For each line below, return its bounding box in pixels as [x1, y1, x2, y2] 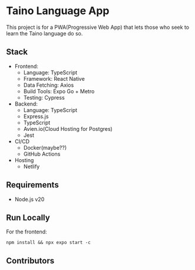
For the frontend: [6, 228, 47, 235]
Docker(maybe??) [23, 144, 67, 151]
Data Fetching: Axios [23, 81, 74, 88]
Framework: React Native [23, 75, 85, 82]
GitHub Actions [23, 150, 61, 157]
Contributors [6, 255, 55, 266]
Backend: [14, 100, 38, 107]
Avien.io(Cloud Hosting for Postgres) [23, 125, 113, 132]
